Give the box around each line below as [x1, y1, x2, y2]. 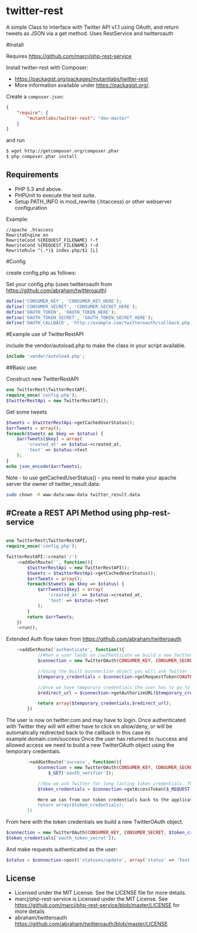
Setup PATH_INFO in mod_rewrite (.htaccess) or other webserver [14, 198, 172, 205]
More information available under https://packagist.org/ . [14, 81, 150, 89]
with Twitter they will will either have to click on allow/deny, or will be [6, 723, 173, 730]
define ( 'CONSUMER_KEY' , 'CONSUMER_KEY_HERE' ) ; [6, 298, 122, 304]
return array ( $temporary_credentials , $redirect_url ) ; [37, 700, 172, 706]
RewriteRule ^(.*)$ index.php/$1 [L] [6, 247, 98, 253]
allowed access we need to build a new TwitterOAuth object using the [6, 741, 175, 749]
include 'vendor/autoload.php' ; [6, 354, 85, 360]
